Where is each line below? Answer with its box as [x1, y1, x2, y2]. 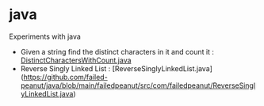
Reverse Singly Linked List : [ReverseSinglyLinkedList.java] [20, 63, 213, 73]
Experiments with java [9, 32, 82, 41]
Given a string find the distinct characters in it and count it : [20, 47, 215, 56]
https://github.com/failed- [23, 72, 108, 81]
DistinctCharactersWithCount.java [20, 55, 132, 65]
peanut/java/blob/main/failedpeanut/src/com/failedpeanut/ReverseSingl [20, 81, 256, 90]
